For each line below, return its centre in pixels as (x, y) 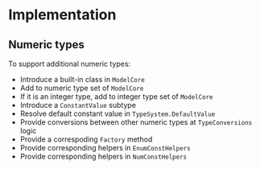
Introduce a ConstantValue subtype (78, 105)
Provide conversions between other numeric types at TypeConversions (136, 122)
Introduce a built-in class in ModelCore (82, 79)
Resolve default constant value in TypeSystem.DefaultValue (118, 113)
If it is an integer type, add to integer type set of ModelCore (116, 97)
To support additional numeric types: (70, 64)
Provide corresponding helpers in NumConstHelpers (103, 156)
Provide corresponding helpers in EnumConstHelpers (105, 148)
